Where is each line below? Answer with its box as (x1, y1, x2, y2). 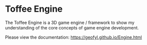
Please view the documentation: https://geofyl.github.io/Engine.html (5, 34, 142, 40)
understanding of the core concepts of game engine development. (5, 24, 139, 30)
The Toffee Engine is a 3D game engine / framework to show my (5, 20, 135, 25)
